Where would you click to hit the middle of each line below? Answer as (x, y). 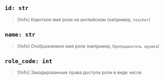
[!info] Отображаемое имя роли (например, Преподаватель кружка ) (88, 46)
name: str (20, 35)
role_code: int (29, 61)
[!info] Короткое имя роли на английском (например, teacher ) (84, 19)
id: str (17, 8)
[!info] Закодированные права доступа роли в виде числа (79, 72)
